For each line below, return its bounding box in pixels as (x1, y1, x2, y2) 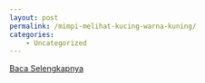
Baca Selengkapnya (9, 63, 84, 74)
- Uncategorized (25, 38, 88, 48)
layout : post (9, 13, 59, 23)
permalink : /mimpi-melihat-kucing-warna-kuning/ (9, 22, 197, 31)
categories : (9, 30, 54, 39)
